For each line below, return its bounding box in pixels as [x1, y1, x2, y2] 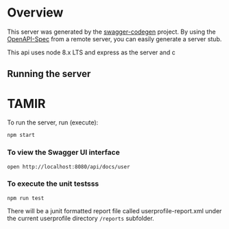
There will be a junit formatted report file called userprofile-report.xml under [7, 206, 222, 215]
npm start [7, 132, 36, 139]
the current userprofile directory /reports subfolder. [7, 214, 154, 222]
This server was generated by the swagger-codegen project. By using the [7, 28, 216, 36]
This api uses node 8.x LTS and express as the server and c [7, 48, 176, 56]
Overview [7, 5, 64, 21]
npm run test [7, 195, 45, 201]
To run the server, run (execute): [7, 118, 99, 127]
